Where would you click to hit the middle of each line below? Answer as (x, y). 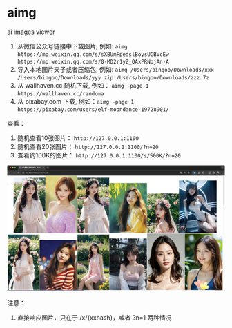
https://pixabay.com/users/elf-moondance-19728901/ (93, 109)
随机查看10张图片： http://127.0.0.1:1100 (78, 138)
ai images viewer (31, 32)
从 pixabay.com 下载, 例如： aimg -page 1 (76, 101)
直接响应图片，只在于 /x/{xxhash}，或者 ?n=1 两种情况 (94, 318)
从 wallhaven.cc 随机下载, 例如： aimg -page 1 (83, 85)
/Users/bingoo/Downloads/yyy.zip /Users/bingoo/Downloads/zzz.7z (113, 77)
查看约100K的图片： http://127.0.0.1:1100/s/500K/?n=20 (99, 155)
